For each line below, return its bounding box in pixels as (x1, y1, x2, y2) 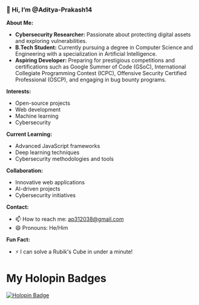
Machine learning (15, 112, 59, 120)
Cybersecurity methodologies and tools (15, 155, 114, 163)
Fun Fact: (6, 236, 30, 243)
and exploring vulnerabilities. (15, 38, 88, 45)
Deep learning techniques (15, 149, 80, 156)
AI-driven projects (15, 185, 60, 193)
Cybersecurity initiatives (15, 192, 76, 199)
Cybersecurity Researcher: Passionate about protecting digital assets (15, 31, 191, 38)
